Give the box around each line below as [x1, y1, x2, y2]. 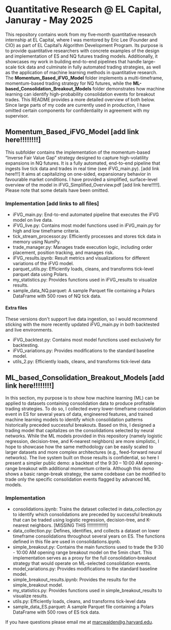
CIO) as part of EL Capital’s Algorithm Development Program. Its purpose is [5, 42, 163, 48]
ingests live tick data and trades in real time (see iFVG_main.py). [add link [5, 165, 160, 172]
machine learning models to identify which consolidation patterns [5, 416, 143, 423]
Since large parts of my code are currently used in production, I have [5, 102, 150, 108]
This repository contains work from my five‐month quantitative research [5, 31, 157, 37]
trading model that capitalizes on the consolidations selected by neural [5, 428, 154, 434]
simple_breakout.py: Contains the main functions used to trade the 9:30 [12, 544, 164, 550]
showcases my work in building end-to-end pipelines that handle [5, 58, 142, 64]
